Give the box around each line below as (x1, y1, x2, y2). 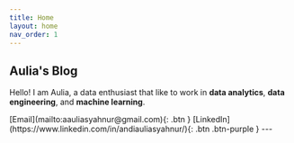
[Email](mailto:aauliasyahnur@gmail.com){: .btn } (9, 114, 192, 125)
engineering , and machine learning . (9, 96, 146, 108)
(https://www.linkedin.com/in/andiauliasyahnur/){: (9, 123, 193, 135)
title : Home (9, 13, 54, 22)
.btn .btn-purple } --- (194, 123, 272, 135)
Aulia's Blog (9, 63, 78, 78)
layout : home (9, 22, 58, 31)
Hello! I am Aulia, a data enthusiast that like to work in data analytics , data (9, 87, 285, 98)
